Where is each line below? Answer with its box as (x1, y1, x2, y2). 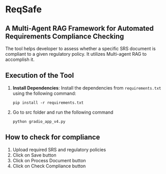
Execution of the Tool (5, 71, 74, 80)
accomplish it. (5, 56, 35, 62)
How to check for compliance (5, 133, 100, 142)
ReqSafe (5, 4, 42, 15)
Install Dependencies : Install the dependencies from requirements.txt (12, 84, 161, 91)
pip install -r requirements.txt (12, 100, 84, 105)
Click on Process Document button (12, 157, 86, 163)
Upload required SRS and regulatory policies (12, 146, 106, 153)
